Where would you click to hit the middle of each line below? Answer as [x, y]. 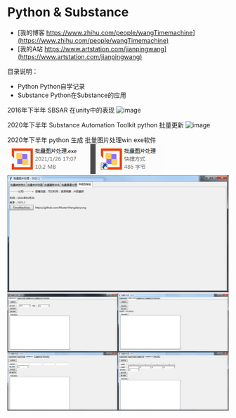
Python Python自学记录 [51, 86]
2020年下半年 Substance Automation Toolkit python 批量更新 [96, 125]
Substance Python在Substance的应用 [72, 95]
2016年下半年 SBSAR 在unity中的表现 [61, 110]
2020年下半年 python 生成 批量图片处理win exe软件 [82, 140]
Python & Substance [68, 12]
